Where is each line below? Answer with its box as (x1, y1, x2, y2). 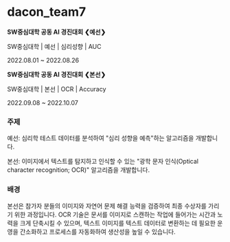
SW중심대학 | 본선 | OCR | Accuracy (7, 85, 106, 93)
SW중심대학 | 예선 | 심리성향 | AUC (7, 42, 102, 50)
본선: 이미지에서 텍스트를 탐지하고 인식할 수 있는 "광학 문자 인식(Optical (7, 157, 199, 166)
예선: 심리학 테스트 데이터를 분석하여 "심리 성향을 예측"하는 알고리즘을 (7, 134, 194, 142)
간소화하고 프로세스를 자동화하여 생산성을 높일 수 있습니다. (19, 228, 176, 236)
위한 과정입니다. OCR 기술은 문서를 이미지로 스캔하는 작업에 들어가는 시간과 (14, 210, 216, 219)
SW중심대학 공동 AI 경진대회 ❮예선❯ (7, 27, 106, 36)
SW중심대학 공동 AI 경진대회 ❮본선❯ (7, 70, 106, 78)
